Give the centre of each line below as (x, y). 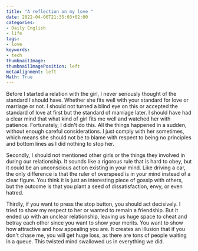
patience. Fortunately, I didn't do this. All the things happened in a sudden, (96, 125)
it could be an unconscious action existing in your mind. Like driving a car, (96, 168)
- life (14, 34)
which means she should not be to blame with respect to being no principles (99, 138)
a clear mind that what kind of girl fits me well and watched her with (88, 119)
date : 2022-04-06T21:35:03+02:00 (47, 17)
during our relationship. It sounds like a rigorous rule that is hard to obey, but (99, 162)
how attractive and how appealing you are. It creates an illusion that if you (96, 229)
